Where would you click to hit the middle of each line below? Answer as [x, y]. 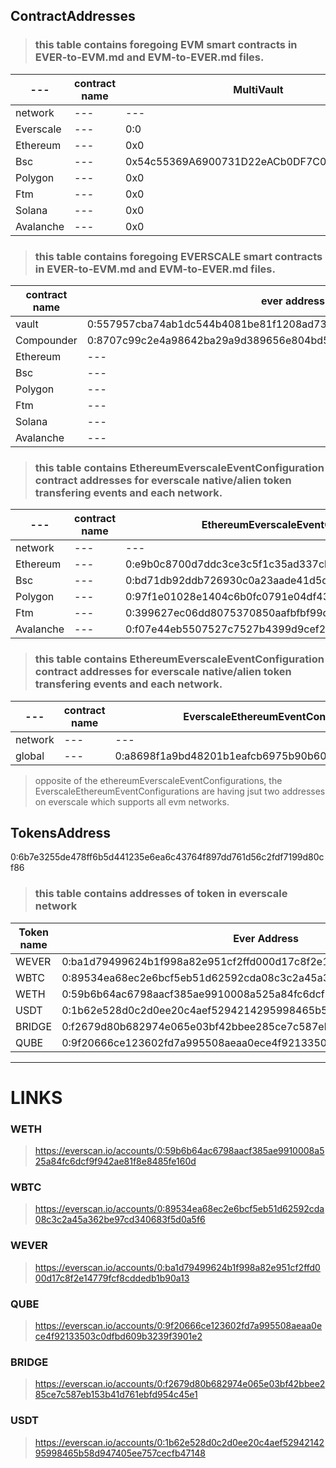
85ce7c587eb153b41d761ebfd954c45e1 [116, 1395]
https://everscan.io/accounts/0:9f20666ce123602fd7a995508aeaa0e [178, 1326]
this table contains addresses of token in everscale [161, 894]
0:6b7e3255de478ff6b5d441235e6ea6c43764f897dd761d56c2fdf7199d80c [167, 857]
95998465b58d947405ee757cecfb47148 [120, 1453]
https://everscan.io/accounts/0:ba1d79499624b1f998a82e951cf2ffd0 [177, 1267]
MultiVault [258, 89]
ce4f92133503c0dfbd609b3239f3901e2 [118, 1336]
